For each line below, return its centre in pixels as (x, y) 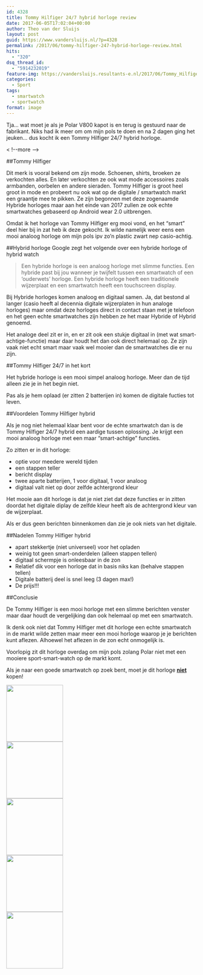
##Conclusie (22, 597)
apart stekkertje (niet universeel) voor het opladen (77, 547)
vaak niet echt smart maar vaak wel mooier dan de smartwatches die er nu (99, 347)
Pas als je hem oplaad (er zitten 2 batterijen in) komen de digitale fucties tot (100, 395)
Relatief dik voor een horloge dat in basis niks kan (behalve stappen (99, 566)
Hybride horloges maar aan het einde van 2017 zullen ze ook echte (90, 205)
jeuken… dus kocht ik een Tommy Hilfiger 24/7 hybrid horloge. (84, 137)
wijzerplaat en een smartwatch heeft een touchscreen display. (98, 285)
